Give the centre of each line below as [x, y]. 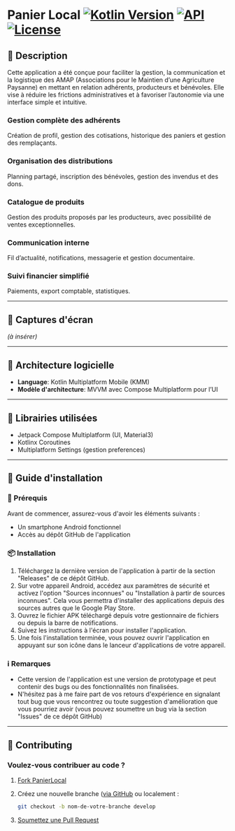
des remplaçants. [32, 143]
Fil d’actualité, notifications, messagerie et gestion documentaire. [101, 258]
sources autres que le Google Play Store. [76, 608]
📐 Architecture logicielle [61, 365]
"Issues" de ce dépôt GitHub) [60, 716]
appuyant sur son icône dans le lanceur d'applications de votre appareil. [121, 645]
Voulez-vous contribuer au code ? [66, 765]
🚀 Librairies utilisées [52, 418]
